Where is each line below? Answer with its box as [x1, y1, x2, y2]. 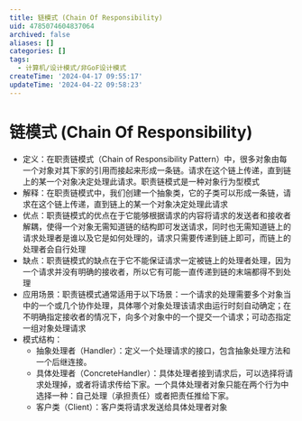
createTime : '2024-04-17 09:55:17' [9, 72, 143, 81]
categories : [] [9, 47, 67, 56]
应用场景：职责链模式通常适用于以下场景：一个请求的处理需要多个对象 [22, 288, 284, 299]
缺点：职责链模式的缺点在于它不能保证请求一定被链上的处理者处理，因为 [22, 254, 291, 266]
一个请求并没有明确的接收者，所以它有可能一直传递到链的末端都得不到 [22, 266, 284, 277]
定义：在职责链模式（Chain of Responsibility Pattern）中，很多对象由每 [22, 153, 288, 164]
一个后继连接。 [35, 356, 92, 367]
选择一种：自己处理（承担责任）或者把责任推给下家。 [35, 389, 234, 401]
